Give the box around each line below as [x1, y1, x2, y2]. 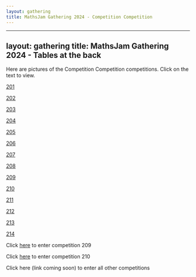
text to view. [6, 72, 36, 79]
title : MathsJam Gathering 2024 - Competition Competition [6, 14, 153, 20]
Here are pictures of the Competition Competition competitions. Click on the [6, 65, 189, 73]
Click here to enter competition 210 [6, 253, 90, 260]
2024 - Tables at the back [6, 50, 101, 60]
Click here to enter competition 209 [6, 242, 92, 249]
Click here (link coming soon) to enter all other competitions [6, 264, 150, 272]
